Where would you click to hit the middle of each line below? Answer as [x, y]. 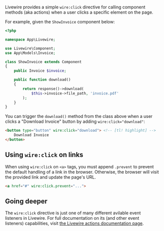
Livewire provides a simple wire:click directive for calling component [75, 7]
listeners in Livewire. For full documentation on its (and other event [72, 218]
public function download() [42, 80]
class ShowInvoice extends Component [43, 62]
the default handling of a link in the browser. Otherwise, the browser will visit [82, 172]
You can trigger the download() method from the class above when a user [79, 116]
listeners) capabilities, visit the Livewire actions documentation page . [74, 223]
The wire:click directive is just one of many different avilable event [73, 213]
